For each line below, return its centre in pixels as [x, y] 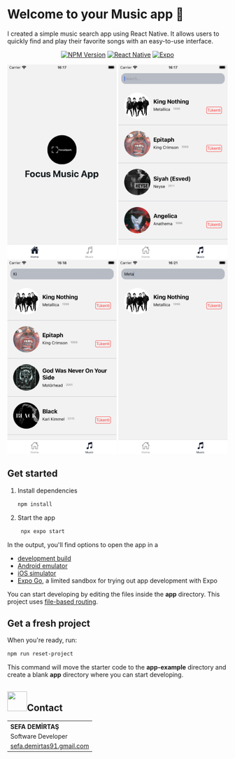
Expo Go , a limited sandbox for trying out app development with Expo [117, 581]
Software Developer [39, 736]
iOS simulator [37, 573]
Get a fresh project [49, 623]
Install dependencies [48, 490]
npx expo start [43, 531]
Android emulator [42, 565]
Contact [45, 708]
